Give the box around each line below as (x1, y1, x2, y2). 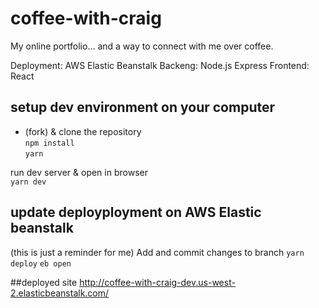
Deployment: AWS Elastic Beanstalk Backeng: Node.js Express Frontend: (10, 59, 310, 71)
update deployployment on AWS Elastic (10, 204, 262, 221)
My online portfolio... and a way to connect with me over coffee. (10, 40, 274, 52)
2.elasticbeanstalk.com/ (10, 287, 110, 299)
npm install (24, 138, 75, 148)
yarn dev (10, 177, 47, 187)
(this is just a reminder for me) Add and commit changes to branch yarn (10, 246, 305, 258)
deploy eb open (10, 258, 72, 269)
